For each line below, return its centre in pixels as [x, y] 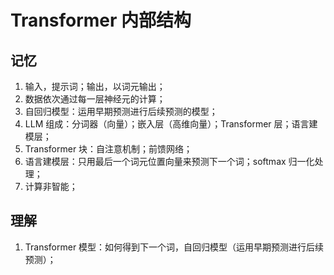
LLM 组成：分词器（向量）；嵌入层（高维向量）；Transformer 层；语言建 [171, 124]
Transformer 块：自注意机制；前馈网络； [108, 149]
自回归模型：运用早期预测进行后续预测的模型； [121, 111]
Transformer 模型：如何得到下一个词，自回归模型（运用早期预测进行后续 [174, 247]
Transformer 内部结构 [101, 20]
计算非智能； [51, 186]
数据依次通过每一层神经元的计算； [95, 99]
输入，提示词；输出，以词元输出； [95, 86]
